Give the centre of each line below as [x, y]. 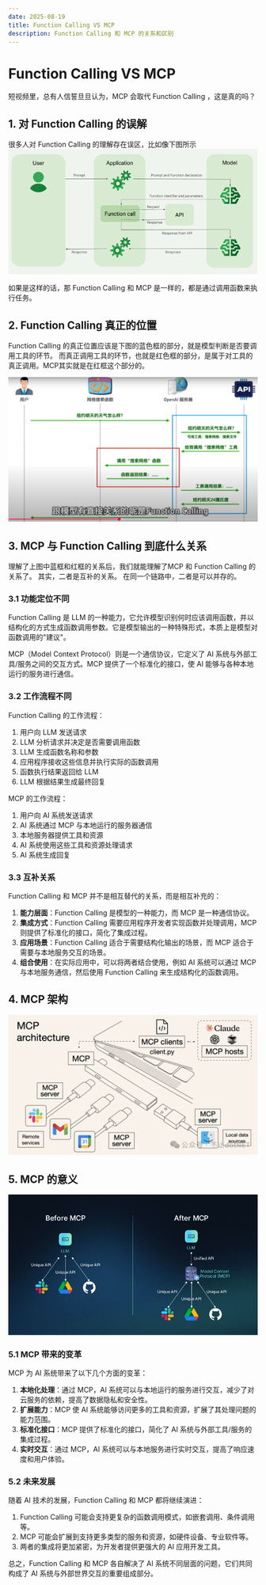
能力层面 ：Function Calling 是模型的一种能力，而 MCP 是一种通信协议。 [137, 912]
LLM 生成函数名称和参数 [59, 751]
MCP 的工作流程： [38, 798]
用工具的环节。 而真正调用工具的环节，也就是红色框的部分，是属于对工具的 [131, 355]
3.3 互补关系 [32, 877]
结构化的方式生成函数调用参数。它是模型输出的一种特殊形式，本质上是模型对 [133, 627]
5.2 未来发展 [32, 1481]
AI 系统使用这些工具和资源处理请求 [76, 845]
